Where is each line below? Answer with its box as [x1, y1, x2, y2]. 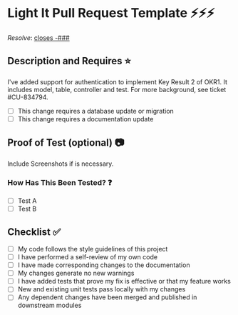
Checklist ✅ [7, 226, 61, 238]
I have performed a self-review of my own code [17, 252, 158, 261]
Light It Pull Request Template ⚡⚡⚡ [7, 5, 215, 21]
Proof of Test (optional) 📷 [7, 136, 125, 149]
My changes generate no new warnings [17, 269, 135, 278]
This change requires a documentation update [17, 114, 154, 123]
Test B [17, 204, 37, 214]
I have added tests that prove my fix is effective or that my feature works [17, 277, 232, 286]
